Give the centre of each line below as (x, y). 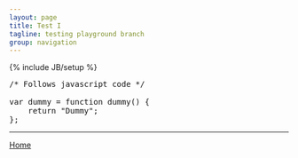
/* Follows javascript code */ (77, 84)
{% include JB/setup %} (53, 67)
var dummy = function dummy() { (79, 102)
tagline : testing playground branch (77, 34)
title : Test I (35, 26)
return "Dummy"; (63, 111)
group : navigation (43, 42)
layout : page (33, 17)
